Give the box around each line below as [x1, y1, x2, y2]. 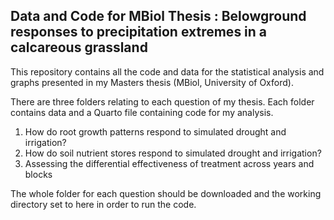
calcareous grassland [10, 39, 148, 56]
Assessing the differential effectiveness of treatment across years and [24, 157, 315, 169]
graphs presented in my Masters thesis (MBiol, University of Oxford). [10, 76, 294, 88]
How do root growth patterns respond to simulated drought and [24, 125, 287, 138]
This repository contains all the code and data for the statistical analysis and [10, 65, 325, 78]
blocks [24, 168, 53, 180]
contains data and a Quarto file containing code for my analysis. [10, 106, 274, 118]
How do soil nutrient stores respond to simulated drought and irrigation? [24, 147, 322, 159]
